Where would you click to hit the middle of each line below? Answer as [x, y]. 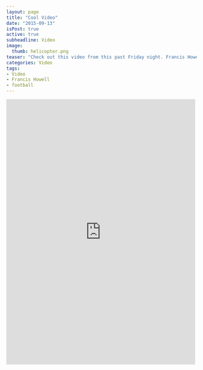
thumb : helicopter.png [40, 52]
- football [20, 86]
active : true [23, 35]
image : [14, 46]
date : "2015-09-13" [31, 23]
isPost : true [23, 29]
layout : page [23, 12]
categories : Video [29, 62]
